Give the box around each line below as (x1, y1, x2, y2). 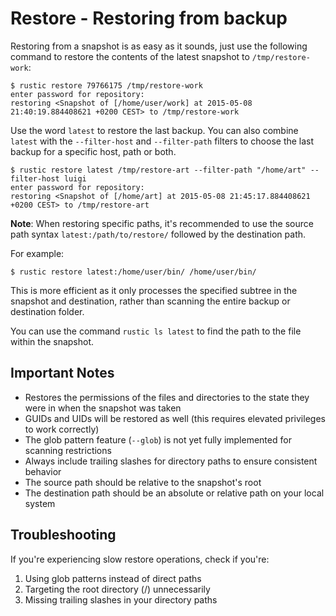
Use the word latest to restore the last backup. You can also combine (10, 124, 299, 136)
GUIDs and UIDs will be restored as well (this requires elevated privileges (24, 412, 326, 424)
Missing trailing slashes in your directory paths (24, 593, 218, 606)
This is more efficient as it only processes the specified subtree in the (10, 284, 298, 296)
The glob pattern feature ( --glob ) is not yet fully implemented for (24, 433, 292, 446)
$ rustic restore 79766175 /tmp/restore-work (10, 80, 203, 91)
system (24, 497, 56, 509)
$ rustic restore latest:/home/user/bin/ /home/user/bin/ (10, 267, 257, 277)
